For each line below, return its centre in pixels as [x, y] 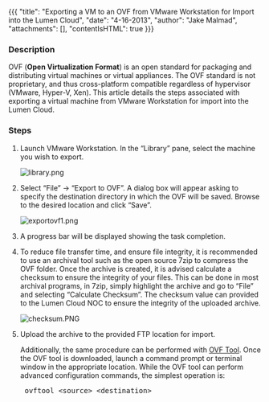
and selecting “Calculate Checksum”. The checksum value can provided [139, 294]
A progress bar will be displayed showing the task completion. [123, 236]
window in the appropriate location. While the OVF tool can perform [132, 367]
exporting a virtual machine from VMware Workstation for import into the [128, 101]
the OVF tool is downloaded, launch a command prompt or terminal [131, 358]
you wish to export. [52, 157]
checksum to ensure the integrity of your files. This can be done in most [139, 277]
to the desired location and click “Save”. [86, 205]
